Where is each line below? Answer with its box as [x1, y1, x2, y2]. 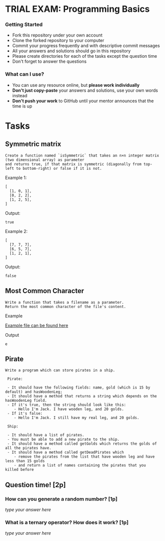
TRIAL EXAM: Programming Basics [5, 3, 150, 15]
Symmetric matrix [5, 140, 61, 149]
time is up [12, 103, 32, 109]
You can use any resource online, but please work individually [12, 82, 140, 88]
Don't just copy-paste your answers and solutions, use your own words [12, 87, 158, 93]
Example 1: [5, 174, 27, 181]
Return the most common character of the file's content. [5, 304, 126, 309]
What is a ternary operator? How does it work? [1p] [5, 519, 129, 526]
